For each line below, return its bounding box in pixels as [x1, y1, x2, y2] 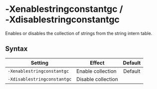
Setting [30, 59, 49, 66]
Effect [90, 59, 105, 66]
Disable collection [76, 76, 118, 83]
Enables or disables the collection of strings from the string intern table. [5, 30, 153, 36]
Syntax [5, 44, 28, 53]
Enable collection [76, 68, 117, 75]
